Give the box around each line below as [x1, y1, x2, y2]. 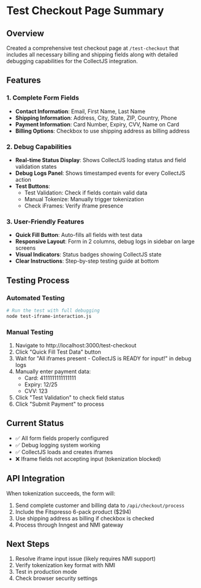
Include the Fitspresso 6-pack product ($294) [15, 508, 132, 516]
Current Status [6, 418, 64, 428]
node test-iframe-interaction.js [6, 313, 92, 319]
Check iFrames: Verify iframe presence [24, 202, 124, 209]
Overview [6, 28, 45, 39]
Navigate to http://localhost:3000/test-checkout [15, 342, 137, 349]
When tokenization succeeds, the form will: [6, 489, 116, 497]
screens [15, 244, 36, 252]
